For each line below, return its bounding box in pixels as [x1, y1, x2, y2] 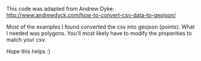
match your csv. [6, 36, 47, 43]
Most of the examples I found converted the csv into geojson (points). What [6, 24, 195, 30]
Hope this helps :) [6, 48, 50, 55]
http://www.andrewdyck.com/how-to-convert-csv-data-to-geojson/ [6, 11, 176, 19]
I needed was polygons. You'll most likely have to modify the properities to [6, 30, 192, 37]
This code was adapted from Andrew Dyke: [6, 5, 114, 12]
